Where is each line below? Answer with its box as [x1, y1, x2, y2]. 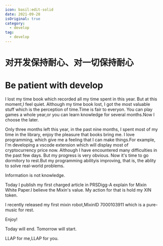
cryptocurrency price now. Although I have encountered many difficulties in [5, 148, 158, 153]
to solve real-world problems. [5, 163, 65, 169]
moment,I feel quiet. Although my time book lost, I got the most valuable [5, 101, 150, 107]
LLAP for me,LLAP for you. [5, 236, 59, 241]
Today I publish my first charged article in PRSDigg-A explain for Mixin [5, 182, 147, 188]
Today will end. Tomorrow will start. [5, 226, 77, 232]
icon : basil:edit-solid [5, 7, 54, 12]
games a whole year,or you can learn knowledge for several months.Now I [5, 112, 155, 118]
